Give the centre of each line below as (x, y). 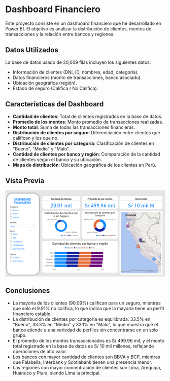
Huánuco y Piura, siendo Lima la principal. (57, 373)
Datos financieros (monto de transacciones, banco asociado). (77, 78)
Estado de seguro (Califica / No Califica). (55, 88)
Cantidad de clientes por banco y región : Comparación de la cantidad (87, 154)
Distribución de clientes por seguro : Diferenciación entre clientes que (86, 132)
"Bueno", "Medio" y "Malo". (41, 148)
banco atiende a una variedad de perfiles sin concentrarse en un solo (85, 330)
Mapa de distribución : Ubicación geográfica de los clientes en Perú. (84, 165)
